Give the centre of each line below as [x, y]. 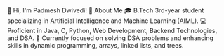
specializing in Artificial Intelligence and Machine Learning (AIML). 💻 [107, 21]
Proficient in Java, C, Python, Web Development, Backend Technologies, [112, 31]
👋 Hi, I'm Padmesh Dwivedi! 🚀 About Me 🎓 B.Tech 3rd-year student [106, 10]
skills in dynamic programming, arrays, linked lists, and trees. [95, 45]
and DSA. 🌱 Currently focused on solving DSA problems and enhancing [111, 38]
